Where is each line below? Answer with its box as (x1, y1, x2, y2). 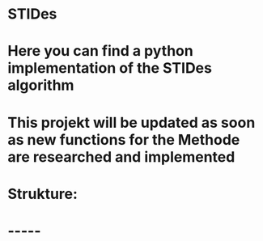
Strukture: (7, 184, 78, 203)
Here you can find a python (7, 42, 193, 61)
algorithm (7, 76, 74, 95)
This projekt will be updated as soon (7, 113, 256, 132)
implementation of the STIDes (7, 59, 212, 78)
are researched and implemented (7, 147, 235, 166)
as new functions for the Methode (7, 130, 240, 149)
